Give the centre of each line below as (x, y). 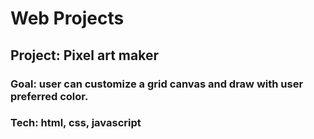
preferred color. (49, 96)
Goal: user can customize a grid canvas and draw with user (157, 84)
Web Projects (67, 18)
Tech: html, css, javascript (76, 123)
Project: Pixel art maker (84, 55)
